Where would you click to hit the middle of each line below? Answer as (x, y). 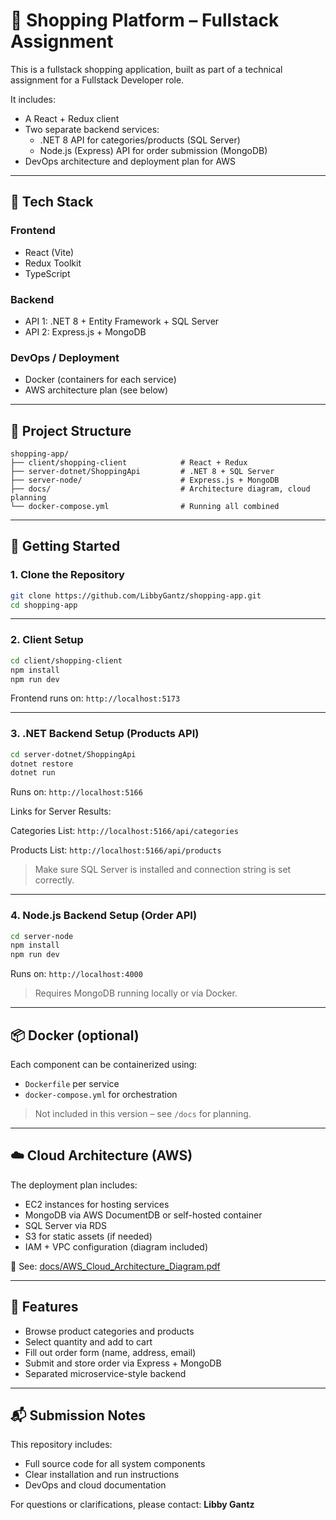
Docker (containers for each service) (100, 380)
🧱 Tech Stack (52, 202)
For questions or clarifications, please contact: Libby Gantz (132, 1505)
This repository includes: (61, 1445)
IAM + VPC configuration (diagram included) (116, 1246)
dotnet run (33, 773)
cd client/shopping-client (66, 660)
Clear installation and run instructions (102, 1475)
